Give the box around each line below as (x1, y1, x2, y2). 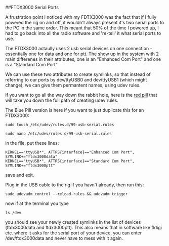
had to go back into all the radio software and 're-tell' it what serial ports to (5, 30, 161, 36)
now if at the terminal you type (5, 200, 69, 207)
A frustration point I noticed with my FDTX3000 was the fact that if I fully (5, 14, 157, 20)
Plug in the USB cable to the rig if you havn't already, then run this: (5, 182, 144, 188)
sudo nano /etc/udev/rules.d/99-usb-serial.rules (5, 131, 112, 136)
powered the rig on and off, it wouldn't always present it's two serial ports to (5, 20, 164, 25)
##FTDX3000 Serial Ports (5, 5, 59, 10)
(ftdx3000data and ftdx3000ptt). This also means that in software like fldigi (5, 225, 162, 230)
